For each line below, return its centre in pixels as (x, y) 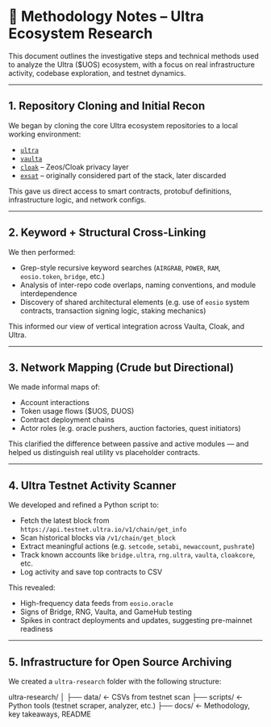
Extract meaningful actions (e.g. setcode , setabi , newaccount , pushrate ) (138, 546)
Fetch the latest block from (65, 520)
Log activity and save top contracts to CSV (91, 572)
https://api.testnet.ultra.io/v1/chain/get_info (103, 530)
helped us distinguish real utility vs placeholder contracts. (104, 453)
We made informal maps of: (54, 387)
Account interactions (55, 403)
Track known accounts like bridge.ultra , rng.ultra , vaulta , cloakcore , (138, 555)
